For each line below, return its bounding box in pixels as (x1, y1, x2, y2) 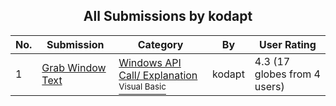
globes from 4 (254, 67, 321, 81)
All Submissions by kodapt (83, 8, 253, 25)
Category (137, 37, 184, 51)
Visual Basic (118, 80, 167, 92)
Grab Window (41, 60, 107, 74)
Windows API (118, 55, 182, 69)
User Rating (258, 37, 317, 51)
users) (254, 79, 285, 93)
